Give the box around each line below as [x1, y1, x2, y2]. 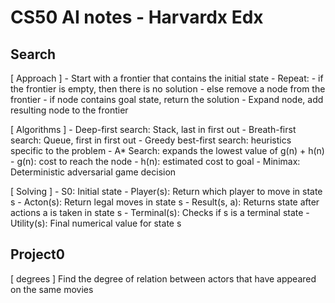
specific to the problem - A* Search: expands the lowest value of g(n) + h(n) [10, 145, 325, 156]
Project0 [10, 246, 65, 263]
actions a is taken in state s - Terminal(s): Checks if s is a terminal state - [10, 207, 310, 218]
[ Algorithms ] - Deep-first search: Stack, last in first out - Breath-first [10, 124, 297, 135]
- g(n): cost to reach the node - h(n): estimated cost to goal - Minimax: [10, 156, 301, 167]
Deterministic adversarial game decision [10, 166, 177, 178]
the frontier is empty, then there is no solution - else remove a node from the [10, 83, 326, 95]
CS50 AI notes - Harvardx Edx [10, 6, 264, 29]
